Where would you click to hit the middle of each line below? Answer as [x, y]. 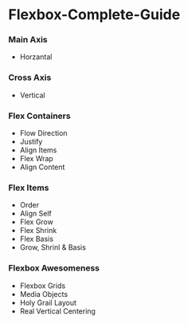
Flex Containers [39, 116]
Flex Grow [36, 222]
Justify [31, 142]
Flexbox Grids [43, 286]
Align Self [35, 214]
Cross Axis [30, 77]
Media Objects [44, 294]
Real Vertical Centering [57, 311]
